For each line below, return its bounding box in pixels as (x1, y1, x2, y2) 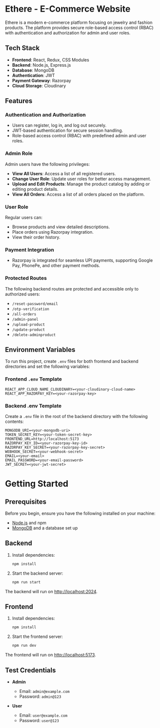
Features (5, 97, 32, 105)
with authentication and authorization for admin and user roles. (5, 30, 131, 36)
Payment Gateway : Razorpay (12, 77, 71, 83)
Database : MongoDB (12, 67, 55, 73)
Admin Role (5, 150, 33, 157)
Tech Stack (5, 44, 40, 52)
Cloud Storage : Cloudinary (12, 83, 66, 89)
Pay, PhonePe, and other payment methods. (12, 263, 100, 269)
